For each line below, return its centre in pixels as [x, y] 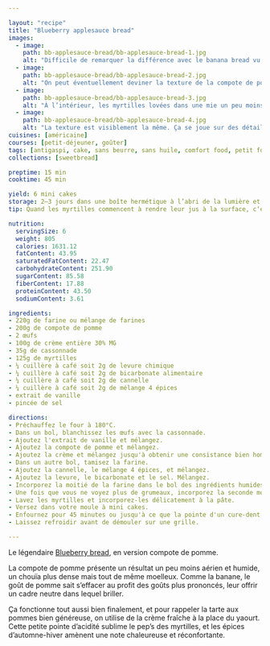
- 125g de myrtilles [43, 358]
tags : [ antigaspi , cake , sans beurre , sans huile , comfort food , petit [131, 150]
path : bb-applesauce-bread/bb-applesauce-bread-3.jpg [115, 97]
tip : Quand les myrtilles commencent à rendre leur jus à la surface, [129, 209]
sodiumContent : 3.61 [50, 299]
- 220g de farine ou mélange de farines [77, 321]
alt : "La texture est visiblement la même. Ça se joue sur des [131, 128]
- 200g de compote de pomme [55, 328]
